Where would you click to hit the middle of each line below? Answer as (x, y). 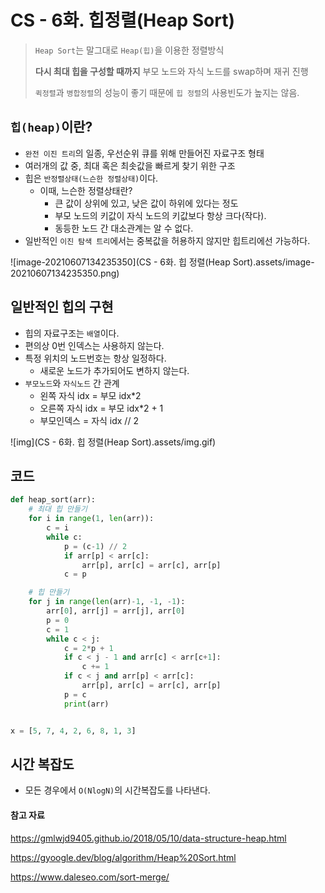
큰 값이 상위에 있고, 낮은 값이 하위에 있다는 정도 (146, 203)
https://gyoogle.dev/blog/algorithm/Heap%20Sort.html (123, 857)
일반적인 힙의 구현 (62, 307)
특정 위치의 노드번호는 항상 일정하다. (95, 358)
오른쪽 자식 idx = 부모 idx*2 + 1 (101, 408)
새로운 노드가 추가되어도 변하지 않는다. (114, 370)
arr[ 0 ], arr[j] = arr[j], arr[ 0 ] (116, 611)
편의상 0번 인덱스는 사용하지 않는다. (94, 345)
